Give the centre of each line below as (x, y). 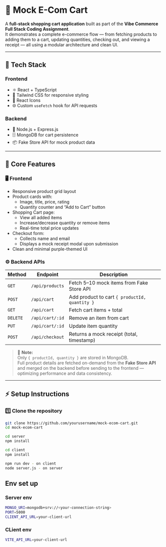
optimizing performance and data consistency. (64, 373)
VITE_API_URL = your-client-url (36, 540)
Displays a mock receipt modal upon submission (69, 243)
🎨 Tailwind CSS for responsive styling (50, 95)
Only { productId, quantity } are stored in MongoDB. (73, 357)
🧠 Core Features (30, 164)
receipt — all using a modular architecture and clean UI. (62, 44)
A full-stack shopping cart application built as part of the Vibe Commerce (82, 24)
